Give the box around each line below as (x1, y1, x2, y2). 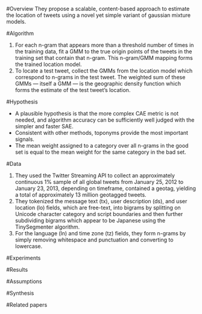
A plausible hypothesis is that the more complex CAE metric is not (14, 110, 179, 117)
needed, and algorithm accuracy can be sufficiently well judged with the (14, 116, 195, 123)
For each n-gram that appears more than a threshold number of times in (14, 42, 194, 48)
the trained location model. (14, 61, 82, 68)
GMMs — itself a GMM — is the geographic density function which (14, 80, 181, 87)
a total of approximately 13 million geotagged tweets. (14, 191, 147, 198)
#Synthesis (6, 290, 34, 296)
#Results (6, 266, 28, 273)
